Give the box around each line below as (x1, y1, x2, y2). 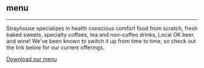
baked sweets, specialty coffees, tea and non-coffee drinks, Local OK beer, (6, 31, 195, 38)
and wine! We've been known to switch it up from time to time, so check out (6, 37, 196, 45)
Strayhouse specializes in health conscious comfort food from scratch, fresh (6, 25, 198, 32)
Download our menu (6, 55, 58, 63)
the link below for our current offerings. (6, 43, 105, 51)
